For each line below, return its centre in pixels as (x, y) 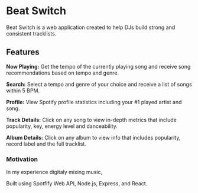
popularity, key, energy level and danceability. (62, 126)
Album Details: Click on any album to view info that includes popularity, (93, 137)
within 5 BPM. (23, 91)
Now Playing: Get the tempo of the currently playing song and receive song (98, 66)
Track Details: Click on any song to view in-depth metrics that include (92, 120)
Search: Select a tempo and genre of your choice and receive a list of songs (99, 84)
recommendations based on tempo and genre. (63, 73)
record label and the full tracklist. (46, 144)
